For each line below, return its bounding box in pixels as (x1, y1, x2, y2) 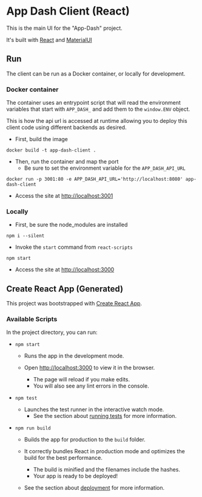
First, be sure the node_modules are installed (15, 221, 128, 229)
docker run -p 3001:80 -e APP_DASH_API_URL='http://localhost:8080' (6, 176, 183, 182)
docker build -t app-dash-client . (6, 147, 96, 153)
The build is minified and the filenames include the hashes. (33, 466, 181, 473)
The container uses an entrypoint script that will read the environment (6, 99, 181, 106)
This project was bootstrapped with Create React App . (6, 300, 143, 307)
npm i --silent (6, 233, 45, 239)
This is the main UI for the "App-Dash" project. (6, 24, 123, 32)
